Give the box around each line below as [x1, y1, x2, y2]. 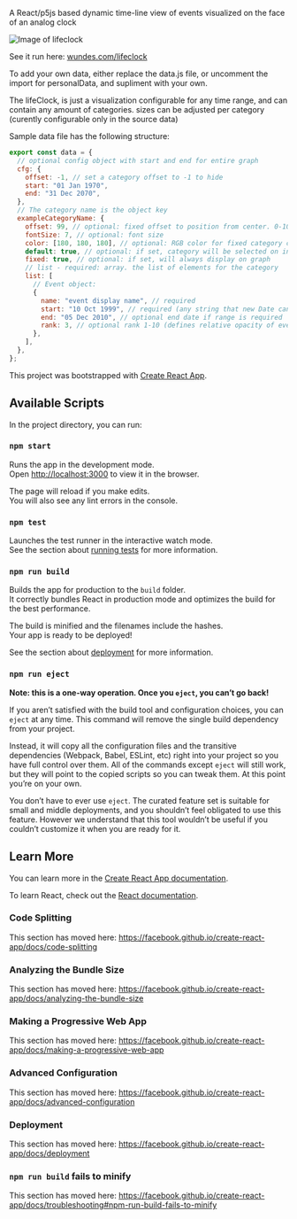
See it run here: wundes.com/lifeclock [9, 51, 148, 61]
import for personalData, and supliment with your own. [9, 78, 208, 88]
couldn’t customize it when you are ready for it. [9, 823, 181, 834]
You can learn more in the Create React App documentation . [9, 873, 229, 883]
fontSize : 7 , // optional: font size [25, 230, 164, 239]
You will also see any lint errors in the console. [9, 495, 179, 506]
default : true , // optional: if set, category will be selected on [25, 247, 278, 256]
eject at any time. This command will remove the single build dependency [9, 713, 279, 725]
